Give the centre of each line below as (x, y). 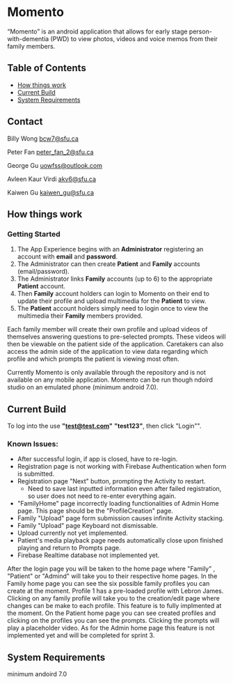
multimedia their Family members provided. (80, 316)
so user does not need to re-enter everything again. (102, 496)
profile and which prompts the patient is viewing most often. (93, 359)
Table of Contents (47, 68)
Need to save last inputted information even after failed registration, (124, 489)
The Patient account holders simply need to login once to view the (113, 309)
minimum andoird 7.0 (37, 674)
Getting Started (34, 234)
